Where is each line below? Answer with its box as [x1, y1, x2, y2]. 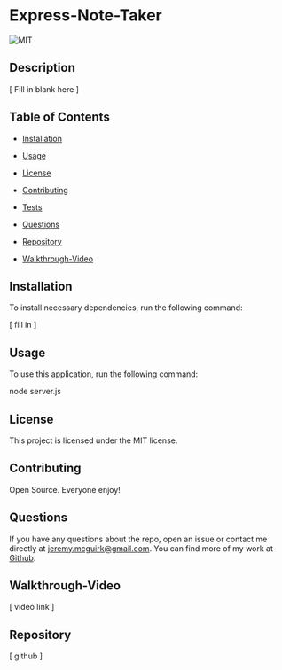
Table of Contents [9, 110, 111, 125]
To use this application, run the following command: [9, 369, 199, 379]
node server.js [9, 386, 62, 397]
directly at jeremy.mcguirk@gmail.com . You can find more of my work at [9, 542, 273, 554]
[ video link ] [9, 602, 55, 612]
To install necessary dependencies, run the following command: [9, 302, 243, 313]
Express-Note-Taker [9, 5, 162, 26]
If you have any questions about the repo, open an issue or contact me [9, 534, 268, 544]
